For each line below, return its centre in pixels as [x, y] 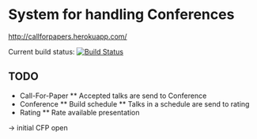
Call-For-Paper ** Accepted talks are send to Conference [113, 96]
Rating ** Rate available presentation [79, 112]
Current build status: [42, 51]
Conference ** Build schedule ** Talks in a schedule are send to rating [134, 103]
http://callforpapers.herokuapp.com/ [68, 36]
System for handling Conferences [121, 15]
